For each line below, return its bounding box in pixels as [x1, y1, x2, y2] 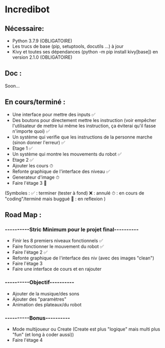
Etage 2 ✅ [12, 156, 34, 163]
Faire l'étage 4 [12, 337, 43, 343]
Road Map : [5, 211, 42, 219]
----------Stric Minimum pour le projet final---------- [5, 225, 139, 233]
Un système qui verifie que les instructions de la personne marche [12, 134, 153, 140]
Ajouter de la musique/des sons [12, 290, 80, 297]
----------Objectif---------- [5, 279, 75, 286]
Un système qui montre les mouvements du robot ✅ [12, 151, 122, 157]
